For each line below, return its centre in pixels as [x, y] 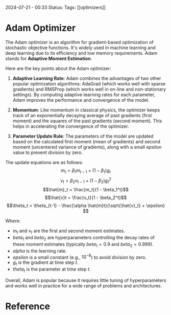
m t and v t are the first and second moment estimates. [69, 231]
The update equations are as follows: [44, 162]
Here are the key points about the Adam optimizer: [58, 68]
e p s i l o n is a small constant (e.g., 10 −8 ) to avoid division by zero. [79, 257]
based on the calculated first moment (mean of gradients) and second [87, 141]
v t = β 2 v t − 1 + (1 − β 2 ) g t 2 [86, 181]
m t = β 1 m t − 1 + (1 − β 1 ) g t [86, 171]
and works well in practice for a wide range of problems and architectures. [84, 285]
